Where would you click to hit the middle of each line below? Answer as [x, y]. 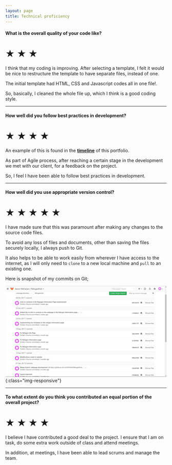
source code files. [24, 233]
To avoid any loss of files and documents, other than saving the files [77, 242]
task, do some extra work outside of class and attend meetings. [72, 443]
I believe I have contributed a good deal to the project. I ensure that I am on [84, 437]
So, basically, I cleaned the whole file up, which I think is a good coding [81, 94]
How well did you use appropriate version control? [60, 192]
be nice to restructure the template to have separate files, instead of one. [82, 74]
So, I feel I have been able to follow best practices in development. [76, 176]
